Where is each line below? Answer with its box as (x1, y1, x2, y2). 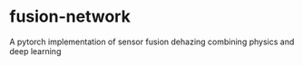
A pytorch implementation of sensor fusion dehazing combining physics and (9, 36, 295, 47)
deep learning (9, 45, 62, 56)
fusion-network (9, 6, 132, 27)
